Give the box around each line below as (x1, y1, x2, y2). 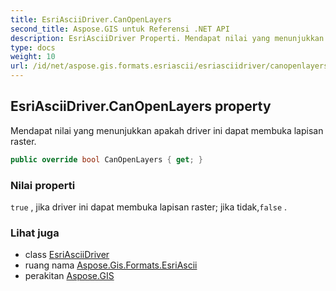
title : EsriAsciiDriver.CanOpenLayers (10, 14, 172, 25)
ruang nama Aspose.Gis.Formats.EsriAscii (24, 259, 198, 271)
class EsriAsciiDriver (24, 249, 110, 261)
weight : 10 (10, 52, 56, 62)
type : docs (10, 42, 56, 53)
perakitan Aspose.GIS (24, 270, 115, 282)
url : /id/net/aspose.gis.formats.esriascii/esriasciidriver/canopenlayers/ (10, 61, 333, 71)
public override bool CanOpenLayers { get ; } (10, 154, 203, 165)
